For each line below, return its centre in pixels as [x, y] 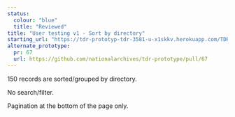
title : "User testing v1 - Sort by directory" [76, 33]
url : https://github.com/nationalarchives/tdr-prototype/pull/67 [111, 59]
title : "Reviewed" [41, 26]
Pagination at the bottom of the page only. [68, 106]
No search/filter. [30, 92]
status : [19, 14]
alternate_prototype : [39, 46]
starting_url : [28, 40]
